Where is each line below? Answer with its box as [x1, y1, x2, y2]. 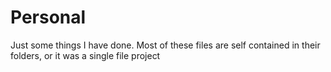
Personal [10, 6, 87, 29]
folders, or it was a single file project [10, 49, 161, 61]
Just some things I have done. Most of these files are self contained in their [10, 39, 321, 51]
